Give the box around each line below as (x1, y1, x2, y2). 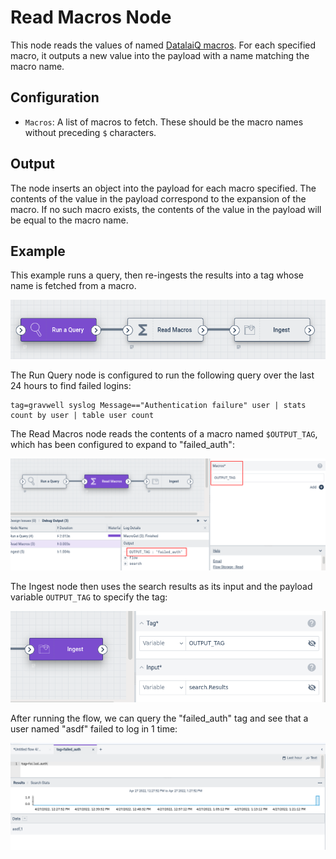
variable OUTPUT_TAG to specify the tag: (10, 591, 168, 603)
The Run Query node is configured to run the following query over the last (10, 369, 315, 381)
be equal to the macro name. (10, 214, 129, 226)
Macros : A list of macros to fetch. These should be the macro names (24, 116, 304, 128)
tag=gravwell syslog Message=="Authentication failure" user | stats (10, 401, 307, 411)
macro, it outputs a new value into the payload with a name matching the (10, 49, 310, 61)
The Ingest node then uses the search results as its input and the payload (10, 580, 313, 592)
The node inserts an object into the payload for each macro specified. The (10, 182, 317, 194)
